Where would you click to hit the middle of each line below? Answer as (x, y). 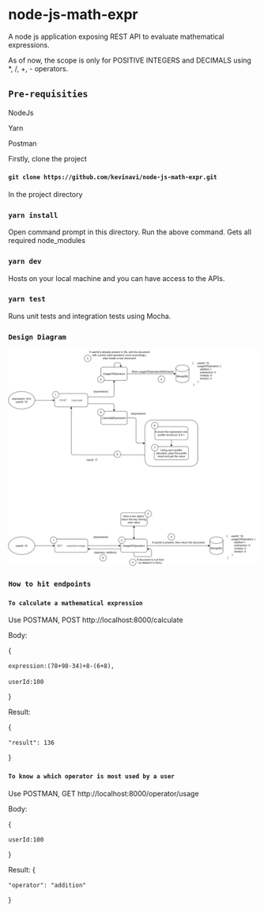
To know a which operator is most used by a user (92, 776)
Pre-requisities (48, 94)
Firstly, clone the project (47, 158)
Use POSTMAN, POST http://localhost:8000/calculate (96, 620)
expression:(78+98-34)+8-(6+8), (61, 667)
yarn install (33, 215)
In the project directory (45, 194)
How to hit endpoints (50, 584)
